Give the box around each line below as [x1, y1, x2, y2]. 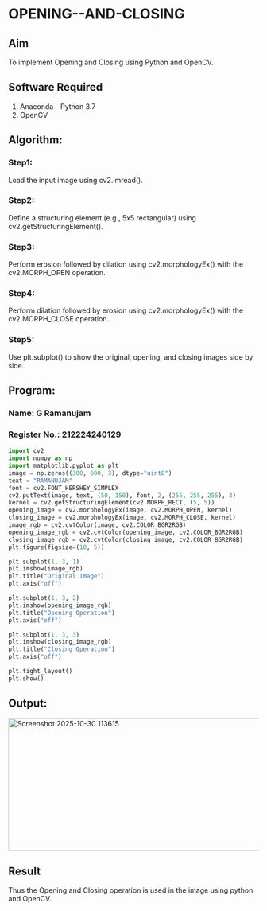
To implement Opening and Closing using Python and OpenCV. [8, 57, 214, 67]
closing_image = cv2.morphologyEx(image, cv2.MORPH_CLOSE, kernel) [8, 514, 237, 522]
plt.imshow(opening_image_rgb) [8, 601, 112, 609]
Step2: [8, 195, 35, 206]
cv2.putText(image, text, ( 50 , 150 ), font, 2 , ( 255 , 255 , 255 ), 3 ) [8, 491, 237, 500]
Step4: [8, 288, 36, 299]
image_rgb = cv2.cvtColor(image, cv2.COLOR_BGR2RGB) [8, 521, 187, 529]
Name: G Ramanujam [8, 407, 91, 419]
